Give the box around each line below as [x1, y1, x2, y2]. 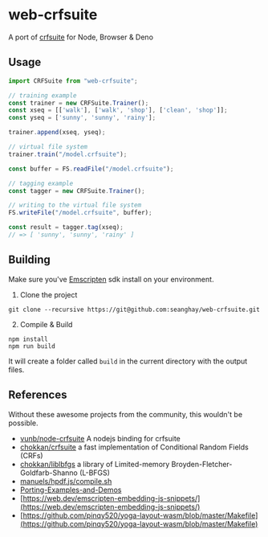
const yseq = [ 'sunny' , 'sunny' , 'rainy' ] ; [8, 114, 156, 122]
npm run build [8, 342, 56, 350]
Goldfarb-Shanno [19, 468, 78, 478]
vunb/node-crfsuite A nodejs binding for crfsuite [19, 433, 181, 443]
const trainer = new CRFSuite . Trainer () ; [8, 99, 149, 107]
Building [8, 253, 51, 267]
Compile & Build [19, 319, 73, 329]
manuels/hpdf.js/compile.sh [19, 476, 112, 486]
